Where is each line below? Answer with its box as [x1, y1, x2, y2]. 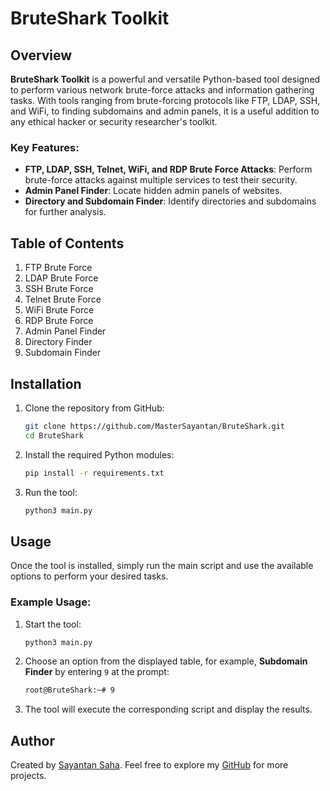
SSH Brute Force [24, 283, 94, 295]
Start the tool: [24, 618, 82, 630]
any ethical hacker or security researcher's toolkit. [10, 116, 218, 127]
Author [10, 732, 55, 749]
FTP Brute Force [24, 262, 93, 274]
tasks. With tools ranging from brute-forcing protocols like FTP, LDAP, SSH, [10, 95, 321, 106]
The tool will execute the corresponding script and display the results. [24, 703, 313, 716]
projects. [10, 770, 47, 782]
